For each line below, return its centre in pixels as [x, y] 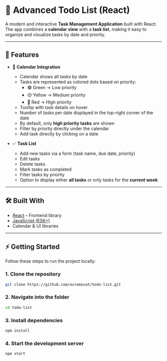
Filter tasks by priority [42, 174]
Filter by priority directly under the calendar [64, 128]
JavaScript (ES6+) [31, 221]
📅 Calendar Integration [36, 67]
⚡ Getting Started [32, 247]
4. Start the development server [44, 343]
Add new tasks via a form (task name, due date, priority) [78, 153]
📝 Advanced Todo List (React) [68, 10]
